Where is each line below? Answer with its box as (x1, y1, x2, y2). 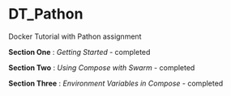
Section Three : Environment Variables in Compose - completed (8, 78, 224, 88)
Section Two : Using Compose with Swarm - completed (8, 62, 195, 73)
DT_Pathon (8, 5, 83, 23)
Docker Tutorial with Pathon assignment (8, 31, 142, 41)
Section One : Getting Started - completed (8, 47, 151, 56)
